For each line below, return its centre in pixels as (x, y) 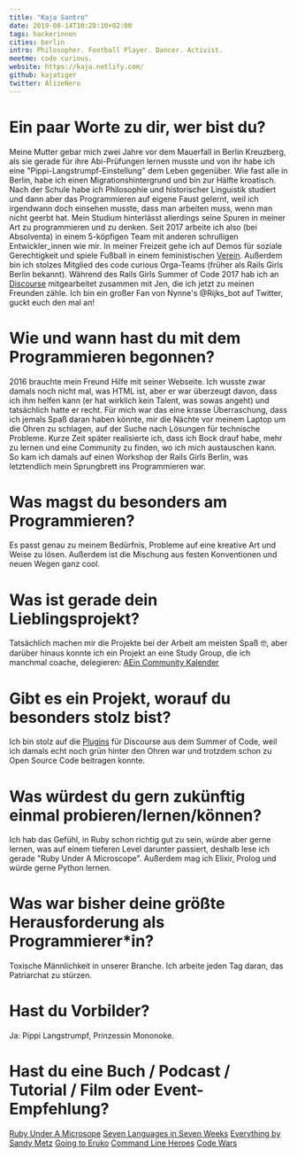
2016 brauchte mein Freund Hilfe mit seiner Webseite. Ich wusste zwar (138, 381)
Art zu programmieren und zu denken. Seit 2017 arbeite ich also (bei (133, 227)
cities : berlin (37, 42)
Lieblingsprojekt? (74, 619)
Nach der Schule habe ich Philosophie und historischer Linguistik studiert (143, 189)
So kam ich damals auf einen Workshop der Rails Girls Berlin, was (129, 456)
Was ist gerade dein (84, 600)
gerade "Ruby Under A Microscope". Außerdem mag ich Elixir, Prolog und (143, 858)
